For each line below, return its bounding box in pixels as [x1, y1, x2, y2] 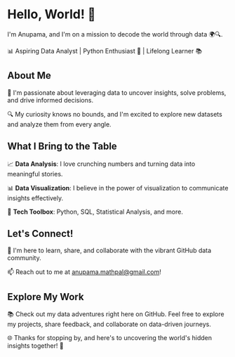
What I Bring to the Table [7, 141, 117, 152]
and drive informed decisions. [7, 96, 93, 104]
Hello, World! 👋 [7, 6, 96, 22]
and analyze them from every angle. [7, 119, 112, 129]
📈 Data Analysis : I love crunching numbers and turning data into [7, 160, 196, 168]
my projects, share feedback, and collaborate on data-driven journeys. [7, 320, 212, 329]
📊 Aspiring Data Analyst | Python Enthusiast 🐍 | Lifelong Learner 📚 [7, 46, 202, 55]
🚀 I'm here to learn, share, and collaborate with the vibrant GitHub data [7, 246, 212, 255]
